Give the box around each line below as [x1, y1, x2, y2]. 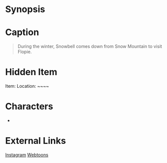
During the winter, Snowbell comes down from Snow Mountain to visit [17, 43, 162, 49]
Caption [5, 27, 39, 38]
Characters [5, 101, 53, 112]
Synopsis [5, 4, 45, 15]
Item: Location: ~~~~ [5, 83, 49, 89]
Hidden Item [5, 67, 58, 78]
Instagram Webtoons [5, 151, 49, 157]
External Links [5, 135, 66, 147]
